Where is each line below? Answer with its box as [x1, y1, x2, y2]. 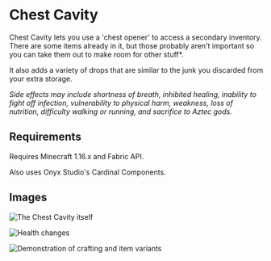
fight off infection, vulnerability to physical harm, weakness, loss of [9, 98, 233, 107]
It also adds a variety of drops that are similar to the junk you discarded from [9, 65, 264, 74]
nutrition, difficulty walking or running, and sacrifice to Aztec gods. [9, 107, 232, 116]
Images [9, 191, 48, 204]
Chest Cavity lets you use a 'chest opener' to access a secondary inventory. [9, 32, 263, 42]
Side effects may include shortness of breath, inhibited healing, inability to [9, 89, 257, 99]
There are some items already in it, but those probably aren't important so [9, 40, 255, 50]
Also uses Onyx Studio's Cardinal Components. [9, 167, 166, 177]
